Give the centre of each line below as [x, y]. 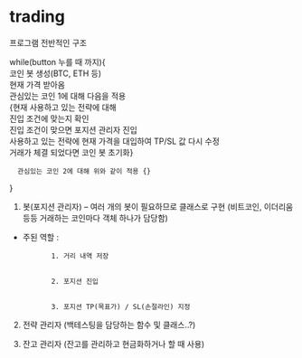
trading [37, 17]
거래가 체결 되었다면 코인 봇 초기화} [71, 152]
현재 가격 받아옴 [38, 84]
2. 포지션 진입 [75, 281]
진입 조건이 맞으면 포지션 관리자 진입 [73, 129]
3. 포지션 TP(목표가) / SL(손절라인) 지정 [121, 306]
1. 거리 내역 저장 [80, 256]
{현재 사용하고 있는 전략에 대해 [63, 107]
